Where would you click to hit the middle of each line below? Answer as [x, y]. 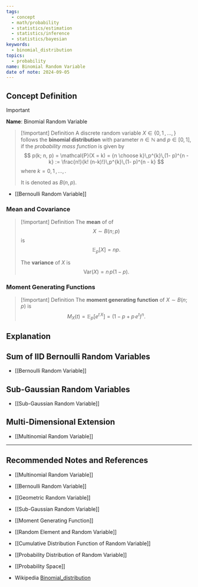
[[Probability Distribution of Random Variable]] [71, 555]
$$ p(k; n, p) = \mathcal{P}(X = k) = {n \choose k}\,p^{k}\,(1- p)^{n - [106, 156]
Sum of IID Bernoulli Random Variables [78, 356]
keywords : [18, 45]
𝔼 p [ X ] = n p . [106, 250]
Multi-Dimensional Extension [61, 422]
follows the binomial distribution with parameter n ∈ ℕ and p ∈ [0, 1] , [106, 140]
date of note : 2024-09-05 [38, 72]
